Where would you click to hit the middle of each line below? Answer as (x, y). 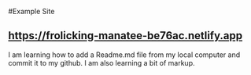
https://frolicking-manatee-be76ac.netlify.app (125, 36)
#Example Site (31, 11)
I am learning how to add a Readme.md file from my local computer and (124, 55)
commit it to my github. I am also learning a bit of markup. (102, 62)
